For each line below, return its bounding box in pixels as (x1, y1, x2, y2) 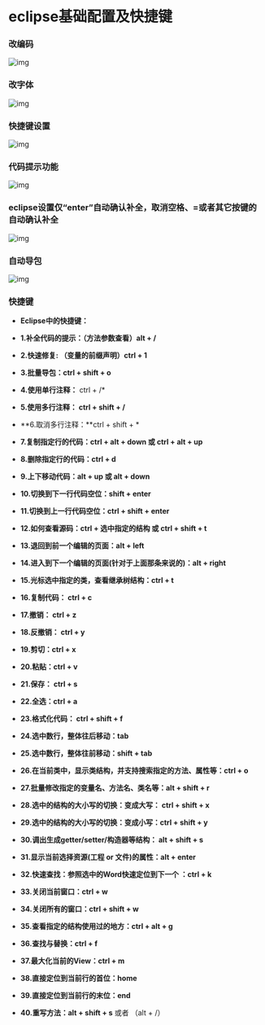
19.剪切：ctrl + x (20, 645, 76, 655)
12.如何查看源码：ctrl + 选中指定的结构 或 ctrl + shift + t (20, 523, 207, 533)
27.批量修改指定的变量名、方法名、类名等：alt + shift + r (20, 783, 210, 793)
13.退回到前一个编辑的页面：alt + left (20, 541, 145, 550)
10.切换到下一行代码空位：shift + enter (20, 489, 152, 499)
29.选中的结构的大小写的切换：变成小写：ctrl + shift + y (20, 817, 209, 827)
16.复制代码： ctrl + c (20, 593, 92, 602)
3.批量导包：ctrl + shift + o (20, 368, 111, 378)
